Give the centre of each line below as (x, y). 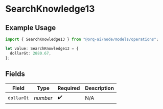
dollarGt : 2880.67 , (31, 53)
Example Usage (31, 28)
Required (69, 88)
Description (99, 88)
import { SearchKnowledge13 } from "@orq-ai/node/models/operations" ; (82, 39)
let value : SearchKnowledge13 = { (42, 48)
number (43, 98)
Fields (15, 74)
